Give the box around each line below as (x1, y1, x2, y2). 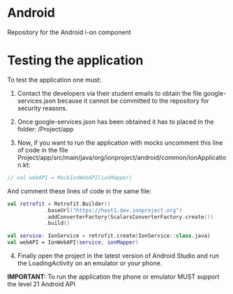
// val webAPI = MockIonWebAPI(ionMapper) (7, 174, 133, 181)
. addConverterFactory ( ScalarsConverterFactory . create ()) (44, 213, 214, 221)
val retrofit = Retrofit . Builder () (7, 200, 111, 207)
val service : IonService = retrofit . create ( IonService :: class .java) (7, 233, 211, 240)
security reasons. (17, 103, 68, 112)
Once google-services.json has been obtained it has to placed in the (17, 117, 214, 126)
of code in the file (17, 145, 68, 154)
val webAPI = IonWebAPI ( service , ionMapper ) (7, 239, 139, 246)
